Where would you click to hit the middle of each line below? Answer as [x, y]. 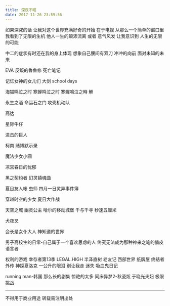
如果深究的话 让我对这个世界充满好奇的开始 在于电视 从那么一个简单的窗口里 [85, 30]
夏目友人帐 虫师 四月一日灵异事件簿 [42, 188]
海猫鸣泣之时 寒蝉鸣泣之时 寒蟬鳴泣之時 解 [49, 92]
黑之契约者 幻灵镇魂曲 [28, 178]
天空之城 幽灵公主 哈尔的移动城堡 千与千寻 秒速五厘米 [61, 210]
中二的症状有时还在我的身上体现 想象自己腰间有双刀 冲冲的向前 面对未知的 [82, 53]
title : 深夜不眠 [21, 10]
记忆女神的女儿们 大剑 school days [41, 81]
